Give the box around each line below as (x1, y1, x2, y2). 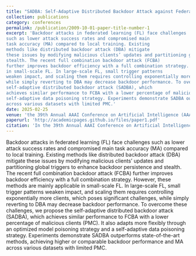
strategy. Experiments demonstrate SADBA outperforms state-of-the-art (6, 232, 180, 238)
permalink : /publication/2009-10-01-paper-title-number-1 (6, 25, 150, 31)
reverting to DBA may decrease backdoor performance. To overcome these (6, 201, 188, 207)
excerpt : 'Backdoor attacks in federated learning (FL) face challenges (6, 30, 187, 36)
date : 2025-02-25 (6, 106, 48, 112)
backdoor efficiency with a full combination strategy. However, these (6, 176, 171, 183)
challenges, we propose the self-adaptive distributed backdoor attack (6, 207, 174, 214)
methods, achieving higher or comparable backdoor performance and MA (6, 238, 184, 245)
